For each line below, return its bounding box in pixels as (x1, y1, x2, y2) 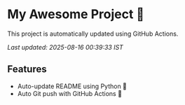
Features (7, 63, 47, 76)
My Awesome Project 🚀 (7, 6, 145, 22)
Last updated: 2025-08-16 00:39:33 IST (7, 43, 124, 51)
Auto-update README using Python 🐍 (17, 82, 128, 90)
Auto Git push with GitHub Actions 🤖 (17, 89, 123, 97)
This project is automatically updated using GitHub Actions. (7, 29, 179, 38)
